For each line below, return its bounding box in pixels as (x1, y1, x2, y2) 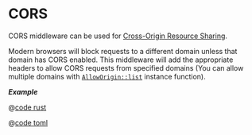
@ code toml (8, 118, 48, 127)
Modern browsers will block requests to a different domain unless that (8, 46, 238, 56)
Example (8, 87, 38, 96)
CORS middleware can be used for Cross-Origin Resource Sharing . (8, 31, 228, 40)
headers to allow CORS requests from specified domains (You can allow (8, 63, 244, 72)
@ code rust (8, 102, 47, 112)
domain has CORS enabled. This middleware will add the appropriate (8, 55, 234, 64)
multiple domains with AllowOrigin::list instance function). (8, 71, 206, 81)
